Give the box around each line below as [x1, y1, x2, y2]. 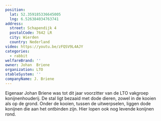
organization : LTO [5, 67, 43, 72]
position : [5, 7, 26, 12]
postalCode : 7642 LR [9, 30, 52, 35]
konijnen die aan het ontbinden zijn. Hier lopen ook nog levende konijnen [5, 106, 154, 112]
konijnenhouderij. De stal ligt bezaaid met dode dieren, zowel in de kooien [5, 95, 157, 101]
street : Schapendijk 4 [9, 26, 57, 31]
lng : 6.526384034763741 [9, 16, 59, 21]
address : [5, 21, 23, 26]
